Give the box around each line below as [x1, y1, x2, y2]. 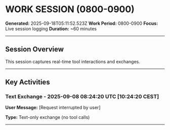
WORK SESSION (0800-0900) [5, 4, 135, 15]
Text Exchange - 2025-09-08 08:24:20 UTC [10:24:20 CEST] [5, 93, 159, 100]
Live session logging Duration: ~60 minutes [5, 25, 97, 31]
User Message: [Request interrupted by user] [5, 105, 101, 111]
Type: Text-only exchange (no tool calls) [5, 114, 90, 120]
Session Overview [5, 45, 64, 54]
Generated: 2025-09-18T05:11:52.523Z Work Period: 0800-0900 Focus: [5, 20, 158, 26]
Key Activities [5, 78, 50, 86]
